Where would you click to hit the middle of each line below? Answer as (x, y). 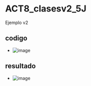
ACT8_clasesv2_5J (46, 9)
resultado (20, 66)
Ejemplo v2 (17, 22)
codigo (16, 38)
